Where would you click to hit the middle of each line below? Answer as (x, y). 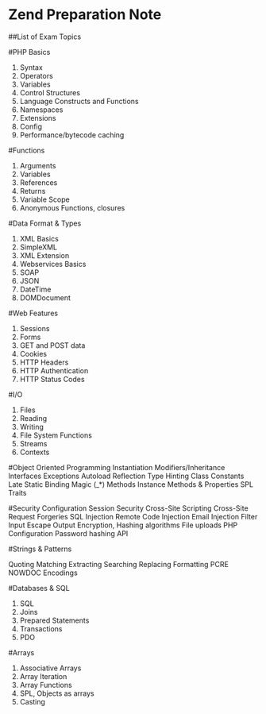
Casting (33, 701)
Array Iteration (43, 676)
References (39, 182)
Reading (33, 418)
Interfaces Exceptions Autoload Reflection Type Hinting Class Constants (126, 476)
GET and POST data (52, 345)
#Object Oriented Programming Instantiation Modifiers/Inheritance (117, 467)
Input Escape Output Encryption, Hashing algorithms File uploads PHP (123, 525)
